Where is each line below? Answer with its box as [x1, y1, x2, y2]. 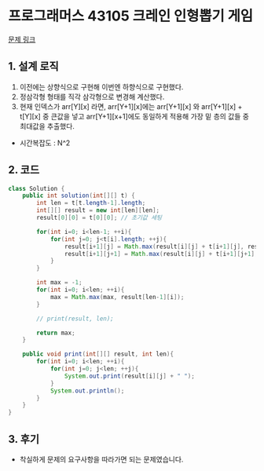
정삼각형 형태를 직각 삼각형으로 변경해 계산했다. [19, 92, 165, 101]
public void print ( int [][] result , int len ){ [22, 350, 174, 358]
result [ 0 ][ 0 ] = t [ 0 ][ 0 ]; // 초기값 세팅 [36, 214, 163, 222]
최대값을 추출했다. [19, 121, 75, 130]
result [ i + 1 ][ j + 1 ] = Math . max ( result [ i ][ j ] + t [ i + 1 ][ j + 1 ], [64, 250, 258, 257]
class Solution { [8, 184, 65, 192]
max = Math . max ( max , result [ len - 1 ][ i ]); [49, 293, 185, 301]
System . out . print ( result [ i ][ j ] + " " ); [64, 372, 195, 380]
